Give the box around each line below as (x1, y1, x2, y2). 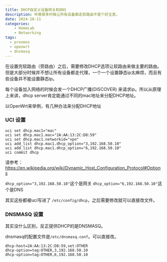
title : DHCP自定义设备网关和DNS (5, 7, 66, 12)
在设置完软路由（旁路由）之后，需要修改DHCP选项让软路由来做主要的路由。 (5, 63, 162, 69)
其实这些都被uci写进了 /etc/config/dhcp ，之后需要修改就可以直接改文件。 (5, 197, 158, 203)
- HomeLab (14, 26, 35, 31)
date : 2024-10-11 (5, 16, 41, 21)
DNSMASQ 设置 (5, 211, 44, 218)
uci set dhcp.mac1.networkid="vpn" (5, 137, 79, 142)
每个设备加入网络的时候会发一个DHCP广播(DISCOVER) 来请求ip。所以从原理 (5, 86, 162, 92)
